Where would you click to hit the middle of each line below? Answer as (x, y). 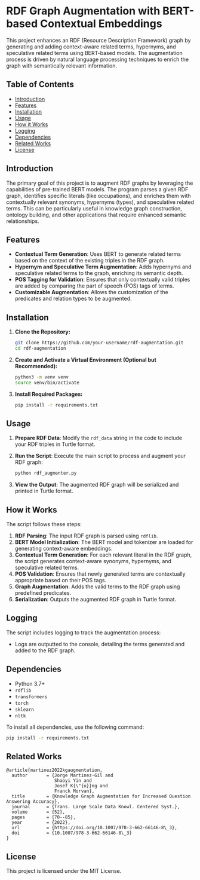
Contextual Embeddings (101, 24)
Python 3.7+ (30, 683)
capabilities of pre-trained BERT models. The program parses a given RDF (97, 189)
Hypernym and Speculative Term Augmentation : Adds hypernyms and (103, 267)
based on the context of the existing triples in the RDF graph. (90, 261)
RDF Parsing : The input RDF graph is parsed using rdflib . (86, 536)
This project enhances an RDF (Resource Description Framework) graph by (99, 40)
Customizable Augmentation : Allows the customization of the (91, 292)
